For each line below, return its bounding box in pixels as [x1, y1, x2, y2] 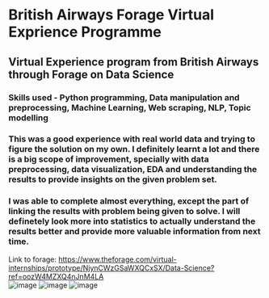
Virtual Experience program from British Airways [8, 55, 259, 69]
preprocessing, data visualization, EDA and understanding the [8, 164, 258, 175]
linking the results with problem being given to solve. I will [8, 206, 241, 217]
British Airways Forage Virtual [8, 6, 215, 24]
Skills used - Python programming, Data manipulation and [8, 91, 240, 103]
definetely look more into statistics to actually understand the [8, 216, 256, 227]
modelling [8, 111, 48, 123]
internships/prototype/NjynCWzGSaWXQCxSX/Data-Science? [8, 262, 215, 272]
